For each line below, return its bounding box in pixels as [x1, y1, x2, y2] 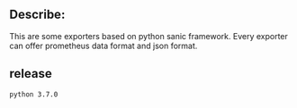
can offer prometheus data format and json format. [9, 40, 198, 51]
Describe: [9, 7, 66, 22]
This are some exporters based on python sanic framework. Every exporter [9, 30, 288, 41]
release [9, 66, 52, 81]
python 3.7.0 [9, 89, 58, 99]
